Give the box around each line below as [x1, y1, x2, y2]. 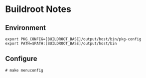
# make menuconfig [5, 67, 43, 73]
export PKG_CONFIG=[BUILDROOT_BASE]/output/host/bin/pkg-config [5, 36, 142, 41]
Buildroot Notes [5, 3, 71, 15]
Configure [5, 54, 37, 63]
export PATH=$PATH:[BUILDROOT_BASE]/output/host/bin [5, 41, 117, 46]
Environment [5, 23, 46, 32]
